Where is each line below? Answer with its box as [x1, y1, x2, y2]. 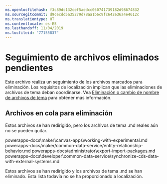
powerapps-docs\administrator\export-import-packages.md [31, 148, 156, 154]
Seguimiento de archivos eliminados [5, 52, 160, 63]
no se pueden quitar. [5, 127, 48, 133]
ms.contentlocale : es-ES [5, 21, 57, 26]
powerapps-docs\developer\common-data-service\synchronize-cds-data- [5, 153, 160, 159]
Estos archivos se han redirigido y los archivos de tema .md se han [5, 168, 143, 174]
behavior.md [5, 148, 31, 154]
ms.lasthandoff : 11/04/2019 [5, 26, 64, 31]
